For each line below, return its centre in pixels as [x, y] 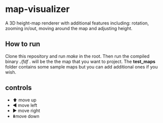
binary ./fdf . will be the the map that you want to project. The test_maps [80, 61]
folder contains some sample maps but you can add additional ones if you [81, 66]
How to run [23, 44]
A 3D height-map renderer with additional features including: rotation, [77, 23]
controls [19, 88]
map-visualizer [38, 9]
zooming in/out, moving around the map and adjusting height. [69, 28]
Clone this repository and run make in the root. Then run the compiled [77, 56]
